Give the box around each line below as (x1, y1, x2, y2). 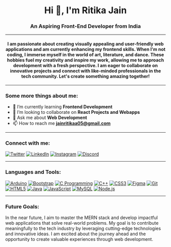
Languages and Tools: (5, 169, 61, 176)
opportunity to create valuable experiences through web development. (5, 236, 154, 242)
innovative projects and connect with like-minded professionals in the (10, 68, 161, 74)
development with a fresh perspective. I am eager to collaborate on (13, 63, 158, 69)
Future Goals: (5, 203, 40, 210)
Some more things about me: (5, 92, 78, 99)
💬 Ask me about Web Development (12, 114, 88, 120)
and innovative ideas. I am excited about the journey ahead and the (5, 231, 146, 237)
